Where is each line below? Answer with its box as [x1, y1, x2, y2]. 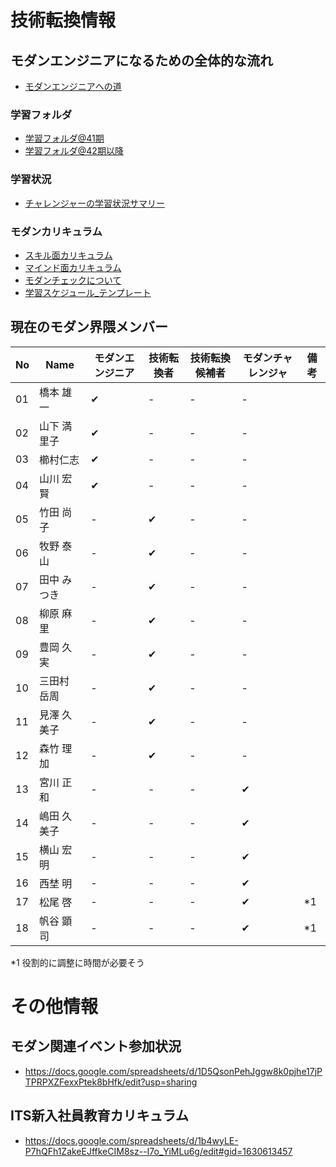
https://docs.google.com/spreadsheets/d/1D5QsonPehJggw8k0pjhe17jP [24, 1065, 323, 1077]
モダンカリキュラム [10, 224, 103, 238]
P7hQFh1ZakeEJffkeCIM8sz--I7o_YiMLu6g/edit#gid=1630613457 [24, 1145, 293, 1157]
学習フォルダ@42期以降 [24, 145, 124, 157]
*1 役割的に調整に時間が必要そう [10, 956, 145, 968]
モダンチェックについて [24, 274, 122, 286]
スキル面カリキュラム [24, 249, 113, 261]
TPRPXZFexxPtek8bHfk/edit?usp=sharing [24, 1076, 198, 1088]
